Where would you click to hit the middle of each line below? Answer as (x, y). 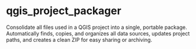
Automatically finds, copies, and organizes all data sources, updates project (98, 33)
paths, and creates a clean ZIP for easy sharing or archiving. (79, 40)
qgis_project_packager (64, 11)
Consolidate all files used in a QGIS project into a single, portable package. (97, 27)
